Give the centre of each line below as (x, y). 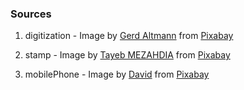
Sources (31, 14)
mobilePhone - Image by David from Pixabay (117, 74)
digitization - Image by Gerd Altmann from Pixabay (129, 36)
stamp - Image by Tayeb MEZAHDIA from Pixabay (127, 55)
